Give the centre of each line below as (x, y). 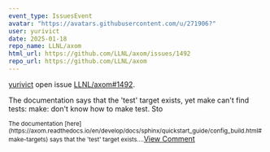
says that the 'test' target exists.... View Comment (122, 138)
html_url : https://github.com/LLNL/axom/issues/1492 (100, 54)
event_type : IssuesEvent (50, 16)
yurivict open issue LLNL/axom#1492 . (72, 84)
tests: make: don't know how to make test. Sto (86, 109)
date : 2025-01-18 (38, 39)
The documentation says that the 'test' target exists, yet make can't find (129, 100)
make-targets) (28, 139)
